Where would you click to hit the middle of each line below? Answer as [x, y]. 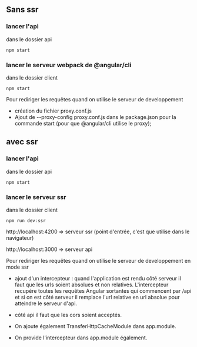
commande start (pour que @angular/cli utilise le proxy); [83, 123]
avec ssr [22, 142]
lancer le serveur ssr [36, 197]
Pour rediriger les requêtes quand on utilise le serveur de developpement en [98, 260]
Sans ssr [22, 10]
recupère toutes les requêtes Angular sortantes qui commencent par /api [103, 290]
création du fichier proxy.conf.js [53, 111]
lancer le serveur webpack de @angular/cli [69, 65]
